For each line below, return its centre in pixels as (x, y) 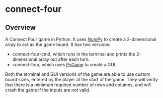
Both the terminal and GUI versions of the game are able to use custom (78, 74)
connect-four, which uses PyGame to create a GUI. (64, 65)
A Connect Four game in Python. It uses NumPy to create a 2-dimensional (81, 39)
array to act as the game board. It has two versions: (58, 45)
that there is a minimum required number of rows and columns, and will (78, 85)
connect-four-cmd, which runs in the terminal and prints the (74, 54)
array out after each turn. (64, 59)
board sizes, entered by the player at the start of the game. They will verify (81, 79)
